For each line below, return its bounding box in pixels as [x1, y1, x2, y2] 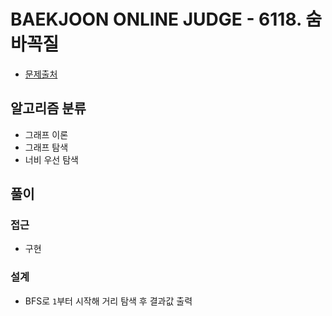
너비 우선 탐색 [24, 153, 79, 165]
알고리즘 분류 [10, 100, 87, 117]
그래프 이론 [24, 128, 69, 140]
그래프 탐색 [24, 141, 69, 153]
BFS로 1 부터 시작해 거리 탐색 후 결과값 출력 [24, 295, 193, 307]
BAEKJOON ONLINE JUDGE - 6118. [10, 8, 302, 31]
